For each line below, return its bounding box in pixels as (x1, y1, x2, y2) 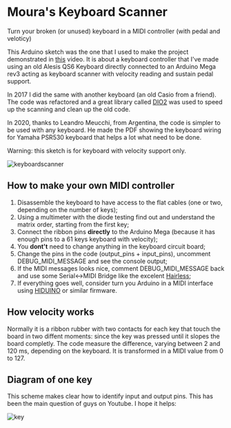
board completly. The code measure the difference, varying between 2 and (7, 339, 221, 347)
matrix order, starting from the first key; (17, 220, 130, 228)
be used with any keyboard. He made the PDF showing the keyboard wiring (7, 126, 222, 134)
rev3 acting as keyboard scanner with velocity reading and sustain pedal (7, 70, 214, 78)
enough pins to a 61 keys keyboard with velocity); (17, 235, 158, 243)
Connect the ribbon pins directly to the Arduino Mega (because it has (17, 227, 216, 235)
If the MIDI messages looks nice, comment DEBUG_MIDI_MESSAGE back (17, 264, 225, 273)
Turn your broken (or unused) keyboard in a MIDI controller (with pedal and (7, 27, 221, 35)
